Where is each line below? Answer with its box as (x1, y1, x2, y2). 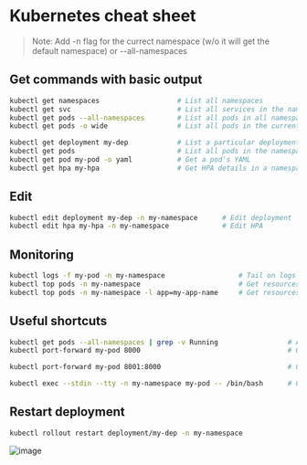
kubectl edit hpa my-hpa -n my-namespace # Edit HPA (9, 221, 263, 231)
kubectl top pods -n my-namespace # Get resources (9, 280, 301, 289)
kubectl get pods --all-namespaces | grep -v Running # (9, 337, 292, 347)
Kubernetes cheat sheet (9, 5, 196, 26)
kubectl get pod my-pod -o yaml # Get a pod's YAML (9, 155, 251, 164)
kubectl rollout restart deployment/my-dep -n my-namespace (9, 428, 244, 438)
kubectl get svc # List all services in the (9, 104, 284, 114)
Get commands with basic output (9, 72, 203, 88)
